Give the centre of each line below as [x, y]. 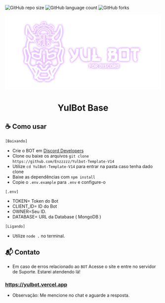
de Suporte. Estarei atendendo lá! [46, 272]
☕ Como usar [26, 127]
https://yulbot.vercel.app [36, 284]
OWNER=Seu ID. [29, 212]
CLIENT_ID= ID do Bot [35, 206]
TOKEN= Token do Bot [35, 201]
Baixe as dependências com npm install [54, 177]
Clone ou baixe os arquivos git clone [50, 156]
